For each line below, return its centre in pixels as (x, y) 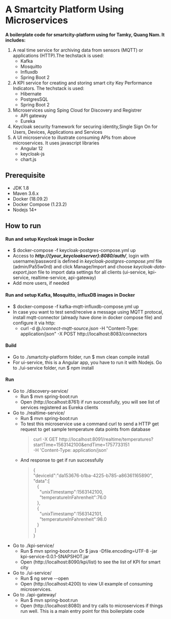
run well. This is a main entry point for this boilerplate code (82, 611)
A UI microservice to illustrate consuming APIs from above (74, 137)
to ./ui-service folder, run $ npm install (53, 368)
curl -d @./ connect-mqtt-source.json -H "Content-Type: (79, 328)
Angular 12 (32, 148)
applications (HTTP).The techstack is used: (58, 56)
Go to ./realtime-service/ (39, 413)
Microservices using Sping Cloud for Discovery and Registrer (77, 110)
